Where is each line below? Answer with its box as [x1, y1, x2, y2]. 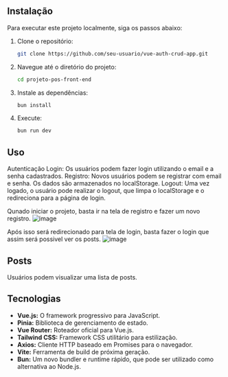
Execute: [16, 114, 43, 122]
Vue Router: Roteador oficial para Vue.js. [16, 325, 134, 334]
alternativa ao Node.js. [16, 362, 81, 370]
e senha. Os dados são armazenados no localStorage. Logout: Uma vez [7, 179, 210, 187]
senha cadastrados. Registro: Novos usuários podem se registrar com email [7, 172, 222, 181]
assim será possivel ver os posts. [7, 235, 101, 243]
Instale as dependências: [16, 89, 88, 97]
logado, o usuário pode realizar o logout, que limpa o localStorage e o [7, 187, 205, 195]
